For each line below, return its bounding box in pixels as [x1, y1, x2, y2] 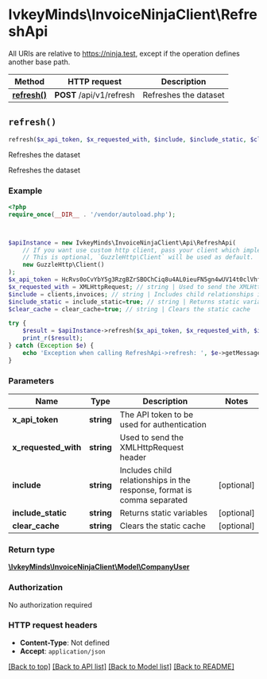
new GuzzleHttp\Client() [22, 260, 105, 269]
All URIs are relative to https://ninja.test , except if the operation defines [8, 48, 240, 58]
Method [14, 75, 45, 87]
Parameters [8, 375, 54, 386]
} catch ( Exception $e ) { [8, 341, 94, 350]
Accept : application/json [19, 646, 106, 656]
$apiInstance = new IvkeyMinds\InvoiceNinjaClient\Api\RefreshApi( [8, 238, 237, 247]
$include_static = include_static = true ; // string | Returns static [8, 298, 240, 306]
